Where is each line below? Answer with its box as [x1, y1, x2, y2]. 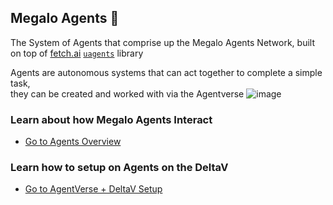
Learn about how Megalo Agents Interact [10, 112, 213, 126]
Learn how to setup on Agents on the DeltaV [10, 161, 229, 175]
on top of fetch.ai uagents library [10, 47, 144, 59]
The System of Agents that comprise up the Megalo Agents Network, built [10, 36, 316, 48]
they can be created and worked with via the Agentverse [10, 87, 245, 100]
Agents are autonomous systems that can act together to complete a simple [10, 66, 323, 78]
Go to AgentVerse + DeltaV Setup [24, 183, 163, 195]
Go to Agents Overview [24, 136, 122, 148]
